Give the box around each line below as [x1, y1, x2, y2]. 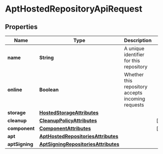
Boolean [39, 86, 59, 93]
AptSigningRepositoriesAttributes [39, 141, 120, 147]
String [39, 54, 54, 61]
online [7, 86, 22, 93]
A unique [124, 45, 145, 52]
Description [124, 37, 152, 44]
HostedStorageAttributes [39, 109, 98, 116]
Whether [124, 71, 144, 78]
